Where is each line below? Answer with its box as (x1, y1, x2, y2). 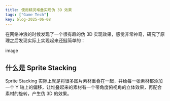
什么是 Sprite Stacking (5, 64, 77, 72)
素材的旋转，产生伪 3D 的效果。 (5, 90, 72, 96)
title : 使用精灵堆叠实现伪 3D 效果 (5, 7, 72, 13)
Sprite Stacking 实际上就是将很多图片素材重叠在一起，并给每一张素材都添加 (5, 78, 163, 84)
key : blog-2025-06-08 (5, 17, 51, 22)
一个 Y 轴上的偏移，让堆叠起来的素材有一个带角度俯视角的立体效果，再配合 (5, 84, 162, 90)
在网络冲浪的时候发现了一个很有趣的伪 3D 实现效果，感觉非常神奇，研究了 (5, 31, 161, 37)
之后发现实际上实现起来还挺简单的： (9, 37, 85, 43)
